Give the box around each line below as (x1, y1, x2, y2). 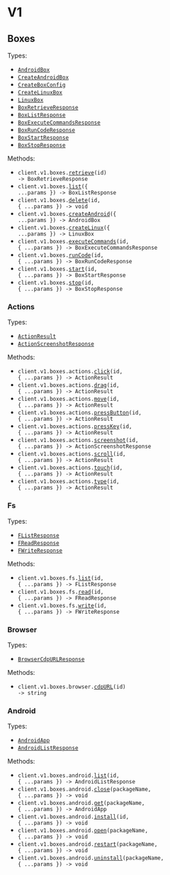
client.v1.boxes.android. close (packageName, (17, 786, 152, 793)
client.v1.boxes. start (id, (17, 265, 98, 273)
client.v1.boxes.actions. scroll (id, (17, 451, 126, 458)
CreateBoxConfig (17, 82, 66, 89)
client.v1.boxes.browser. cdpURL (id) (17, 683, 126, 690)
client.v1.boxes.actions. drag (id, (17, 382, 120, 389)
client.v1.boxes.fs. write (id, (17, 602, 108, 609)
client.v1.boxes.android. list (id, (17, 772, 120, 779)
